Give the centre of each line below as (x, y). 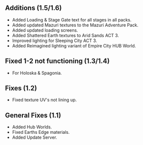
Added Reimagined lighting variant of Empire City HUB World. (74, 45)
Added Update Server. (35, 137)
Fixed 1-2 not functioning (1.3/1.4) (57, 61)
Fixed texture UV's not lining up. (44, 100)
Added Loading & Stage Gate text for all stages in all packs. (72, 20)
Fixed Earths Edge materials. (41, 132)
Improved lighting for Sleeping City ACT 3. (55, 41)
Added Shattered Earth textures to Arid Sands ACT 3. (65, 35)
